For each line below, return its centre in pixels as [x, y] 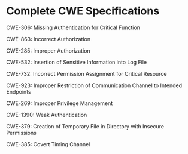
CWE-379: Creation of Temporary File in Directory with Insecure [85, 126]
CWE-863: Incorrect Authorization [48, 39]
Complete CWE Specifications [83, 11]
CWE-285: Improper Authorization [48, 50]
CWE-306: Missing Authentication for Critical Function [73, 27]
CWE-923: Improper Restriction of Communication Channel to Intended [94, 85]
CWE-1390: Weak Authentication [47, 115]
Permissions [22, 133]
